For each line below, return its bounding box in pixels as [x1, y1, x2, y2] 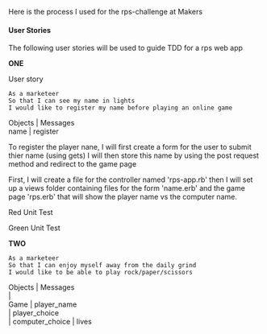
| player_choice [8, 308, 59, 318]
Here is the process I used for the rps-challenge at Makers [8, 7, 203, 16]
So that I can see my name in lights [8, 97, 136, 105]
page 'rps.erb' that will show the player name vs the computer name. [8, 192, 238, 202]
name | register [8, 126, 59, 136]
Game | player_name [8, 299, 77, 309]
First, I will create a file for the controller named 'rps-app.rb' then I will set [8, 175, 253, 184]
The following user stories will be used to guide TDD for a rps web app [8, 43, 244, 53]
